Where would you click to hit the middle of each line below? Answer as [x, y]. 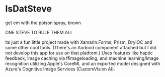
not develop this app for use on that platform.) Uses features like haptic [79, 53]
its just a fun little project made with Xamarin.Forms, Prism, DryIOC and [79, 42]
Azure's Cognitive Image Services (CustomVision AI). [60, 69]
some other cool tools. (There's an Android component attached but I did [81, 47]
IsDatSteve [28, 9]
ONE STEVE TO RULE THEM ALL [39, 32]
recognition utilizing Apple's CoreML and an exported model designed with [83, 63]
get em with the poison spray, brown [43, 23]
